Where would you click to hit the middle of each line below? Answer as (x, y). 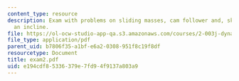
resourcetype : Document (43, 54)
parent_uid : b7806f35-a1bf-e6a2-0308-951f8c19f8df (84, 46)
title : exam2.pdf (33, 60)
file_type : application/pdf (49, 40)
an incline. (32, 27)
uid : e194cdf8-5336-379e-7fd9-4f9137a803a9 (73, 66)
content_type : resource (43, 14)
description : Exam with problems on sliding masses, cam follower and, (116, 20)
